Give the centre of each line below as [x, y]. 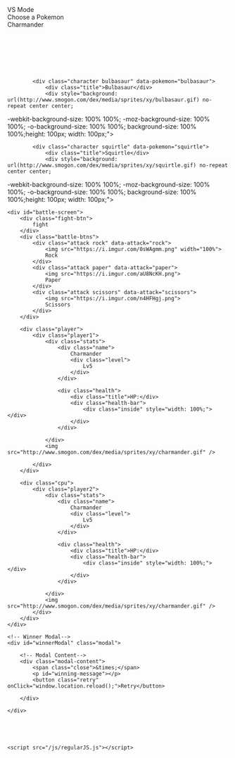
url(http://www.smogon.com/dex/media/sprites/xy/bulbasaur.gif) [103, 100]
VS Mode [21, 9]
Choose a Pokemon [36, 17]
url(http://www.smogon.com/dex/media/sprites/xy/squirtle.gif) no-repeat [118, 165]
